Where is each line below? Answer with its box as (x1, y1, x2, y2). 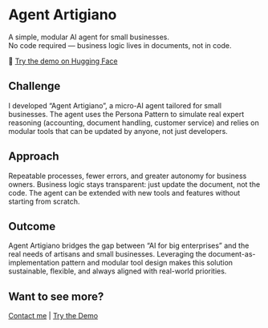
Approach (8, 150, 59, 164)
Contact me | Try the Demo (8, 311, 99, 321)
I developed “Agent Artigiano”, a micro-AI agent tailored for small (8, 100, 222, 110)
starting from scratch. (8, 196, 80, 206)
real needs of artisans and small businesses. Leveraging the (8, 249, 207, 259)
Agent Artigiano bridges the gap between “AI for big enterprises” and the (8, 241, 250, 250)
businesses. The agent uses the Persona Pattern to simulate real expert (8, 109, 245, 119)
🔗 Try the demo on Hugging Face (8, 56, 118, 66)
